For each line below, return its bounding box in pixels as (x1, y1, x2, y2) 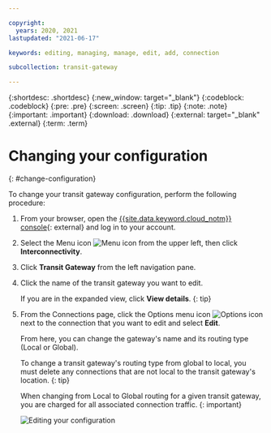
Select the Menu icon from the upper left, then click (19, 238, 238, 248)
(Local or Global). (19, 342, 79, 353)
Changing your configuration (8, 147, 209, 165)
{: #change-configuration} (8, 174, 97, 183)
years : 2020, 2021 (15, 26, 79, 35)
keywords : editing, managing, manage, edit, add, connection (8, 49, 220, 57)
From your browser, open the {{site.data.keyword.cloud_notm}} (19, 214, 232, 224)
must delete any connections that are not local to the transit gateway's (19, 367, 256, 377)
